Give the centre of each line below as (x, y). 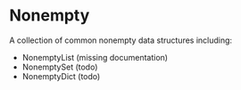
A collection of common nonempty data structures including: (121, 40)
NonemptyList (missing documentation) (95, 57)
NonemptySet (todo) (60, 67)
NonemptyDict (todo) (61, 76)
